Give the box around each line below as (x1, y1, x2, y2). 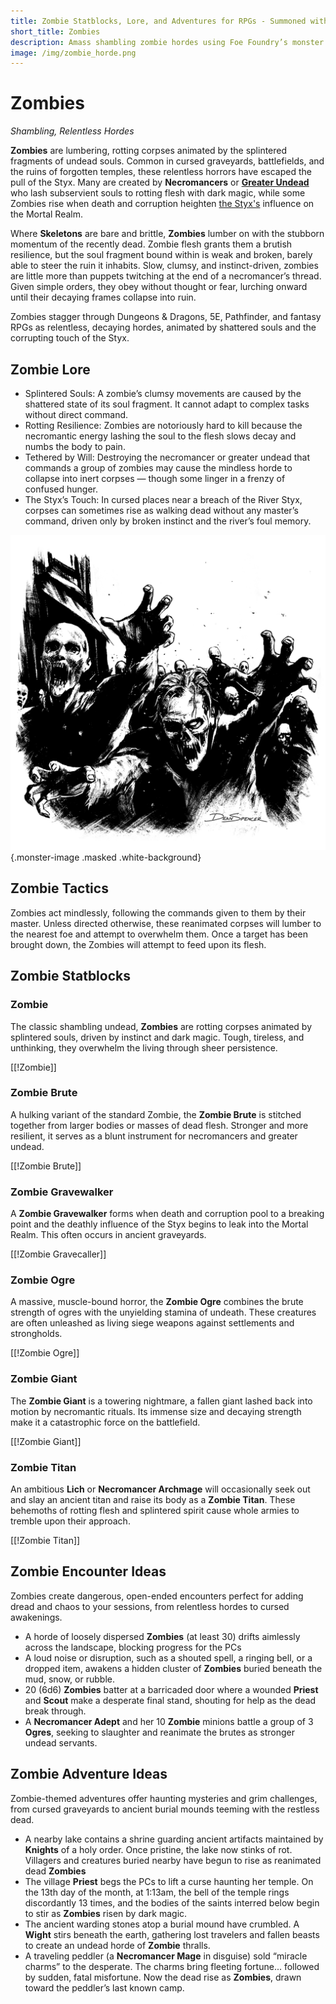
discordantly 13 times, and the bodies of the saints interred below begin (24, 1896, 320, 1909)
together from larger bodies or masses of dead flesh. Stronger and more (10, 1119, 309, 1131)
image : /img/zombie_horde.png (10, 48, 137, 58)
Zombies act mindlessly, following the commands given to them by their (10, 906, 307, 919)
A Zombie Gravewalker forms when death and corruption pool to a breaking (10, 1208, 325, 1220)
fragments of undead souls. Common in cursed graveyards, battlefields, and (10, 155, 325, 167)
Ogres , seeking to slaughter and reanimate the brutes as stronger (24, 1726, 295, 1738)
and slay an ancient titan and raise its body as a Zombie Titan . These (10, 1493, 296, 1505)
